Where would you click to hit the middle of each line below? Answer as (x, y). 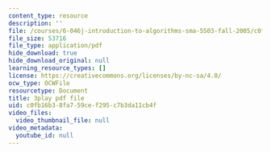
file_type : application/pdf (56, 46)
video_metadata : (35, 128)
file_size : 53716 (38, 38)
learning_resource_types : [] (57, 68)
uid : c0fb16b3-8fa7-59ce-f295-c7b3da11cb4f (83, 105)
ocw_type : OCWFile (39, 83)
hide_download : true (43, 53)
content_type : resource (48, 16)
